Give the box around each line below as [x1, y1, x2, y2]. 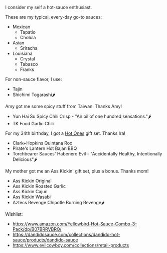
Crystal [20, 56, 35, 62]
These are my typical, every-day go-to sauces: [5, 14, 102, 20]
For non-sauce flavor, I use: [5, 76, 62, 82]
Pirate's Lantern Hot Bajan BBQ [12, 145, 77, 151]
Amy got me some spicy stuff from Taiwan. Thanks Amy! [5, 103, 122, 109]
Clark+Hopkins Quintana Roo [12, 140, 73, 146]
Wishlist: [5, 211, 23, 217]
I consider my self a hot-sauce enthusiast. [5, 5, 92, 10]
